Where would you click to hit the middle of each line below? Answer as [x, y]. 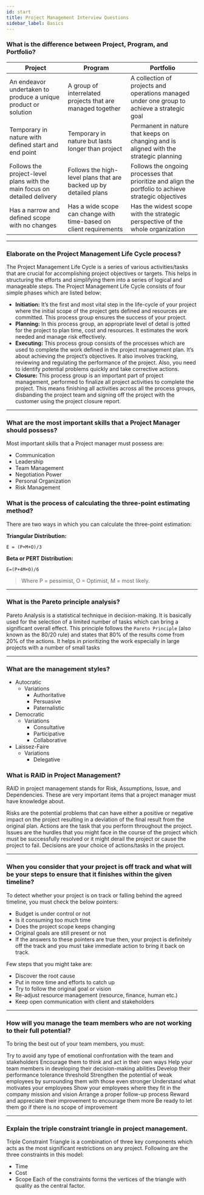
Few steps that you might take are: [49, 964]
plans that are [102, 177]
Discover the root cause [45, 976]
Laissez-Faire [32, 747]
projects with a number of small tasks [53, 647]
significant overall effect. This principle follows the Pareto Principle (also [99, 628]
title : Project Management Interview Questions [68, 18]
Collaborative [50, 740]
